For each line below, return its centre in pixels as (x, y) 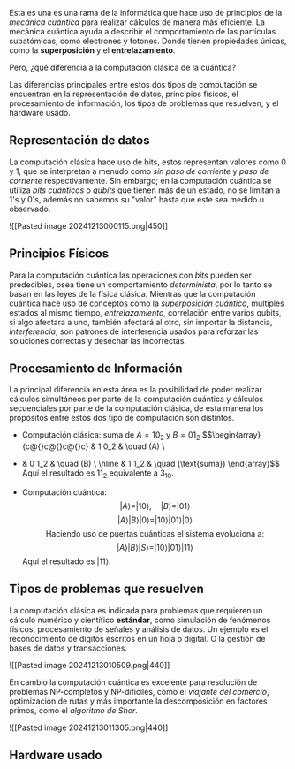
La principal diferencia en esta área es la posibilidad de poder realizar (136, 390)
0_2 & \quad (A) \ (134, 446)
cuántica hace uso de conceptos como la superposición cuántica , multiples (147, 303)
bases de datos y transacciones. (68, 648)
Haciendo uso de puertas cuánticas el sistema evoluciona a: (155, 534)
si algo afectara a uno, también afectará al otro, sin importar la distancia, (141, 322)
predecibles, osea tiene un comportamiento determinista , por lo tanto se (141, 284)
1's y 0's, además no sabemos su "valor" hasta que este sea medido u (137, 199)
